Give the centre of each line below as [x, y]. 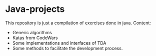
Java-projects [35, 9]
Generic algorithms [32, 32]
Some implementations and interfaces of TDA [59, 43]
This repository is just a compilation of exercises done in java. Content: [78, 23]
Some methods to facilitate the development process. [67, 48]
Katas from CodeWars [35, 38]
